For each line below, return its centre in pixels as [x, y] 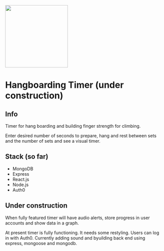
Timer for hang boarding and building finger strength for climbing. [73, 126]
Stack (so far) [27, 157]
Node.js [20, 185]
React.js [21, 179]
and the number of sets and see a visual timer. [53, 141]
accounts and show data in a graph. [42, 223]
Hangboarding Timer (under [64, 85]
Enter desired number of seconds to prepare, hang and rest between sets [81, 136]
